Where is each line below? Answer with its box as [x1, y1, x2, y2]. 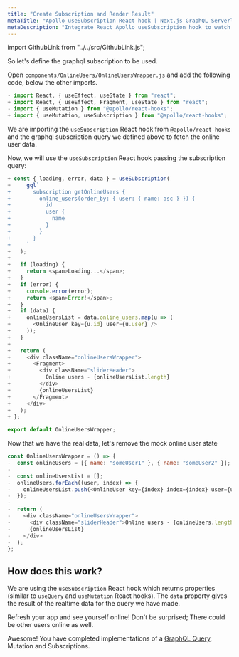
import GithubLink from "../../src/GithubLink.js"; [7, 43, 146, 52]
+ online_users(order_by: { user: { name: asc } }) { [7, 195, 196, 202]
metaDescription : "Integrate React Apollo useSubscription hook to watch [7, 23, 231, 31]
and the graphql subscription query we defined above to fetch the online [7, 132, 220, 141]
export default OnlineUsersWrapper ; [7, 426, 116, 433]
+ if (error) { [7, 280, 59, 288]
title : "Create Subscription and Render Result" [7, 10, 154, 18]
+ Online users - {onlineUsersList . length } [7, 374, 171, 381]
